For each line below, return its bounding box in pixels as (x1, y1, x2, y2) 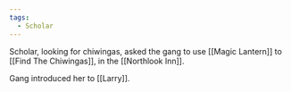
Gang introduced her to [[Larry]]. (9, 72, 130, 83)
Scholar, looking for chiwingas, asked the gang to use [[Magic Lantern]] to (9, 46, 283, 56)
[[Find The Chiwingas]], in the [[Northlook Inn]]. (9, 55, 185, 66)
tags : (9, 13, 29, 22)
